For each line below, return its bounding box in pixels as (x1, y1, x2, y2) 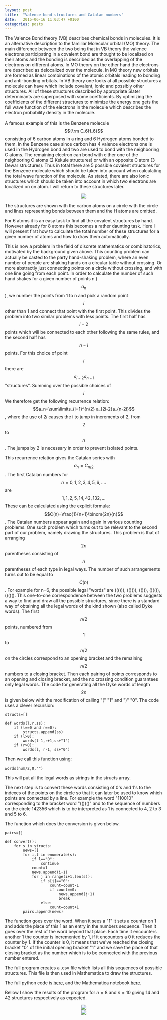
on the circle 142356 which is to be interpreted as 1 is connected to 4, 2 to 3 (5, 805, 161, 812)
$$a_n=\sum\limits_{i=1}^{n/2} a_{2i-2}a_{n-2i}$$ (33, 406, 135, 412)
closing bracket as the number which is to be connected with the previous (5, 950, 158, 956)
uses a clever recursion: (5, 702, 55, 708)
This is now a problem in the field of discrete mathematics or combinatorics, (5, 243, 162, 249)
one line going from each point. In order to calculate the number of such (5, 270, 154, 276)
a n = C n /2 (74, 462, 94, 470)
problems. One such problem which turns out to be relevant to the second (5, 524, 157, 530)
